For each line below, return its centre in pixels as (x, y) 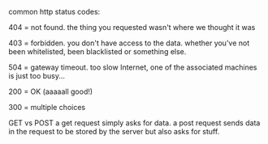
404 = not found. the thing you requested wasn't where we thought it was (132, 27)
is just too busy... (37, 76)
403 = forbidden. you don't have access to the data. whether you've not (129, 43)
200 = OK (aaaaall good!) (51, 91)
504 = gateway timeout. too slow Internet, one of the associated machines (133, 67)
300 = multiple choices (47, 107)
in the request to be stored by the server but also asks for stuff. (114, 131)
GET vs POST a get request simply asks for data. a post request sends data (134, 123)
